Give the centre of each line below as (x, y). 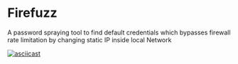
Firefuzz (33, 13)
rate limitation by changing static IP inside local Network (90, 39)
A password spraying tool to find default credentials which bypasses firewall (119, 32)
